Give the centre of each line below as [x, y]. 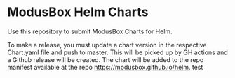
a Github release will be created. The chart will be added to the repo [106, 59]
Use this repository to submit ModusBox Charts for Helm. [90, 31]
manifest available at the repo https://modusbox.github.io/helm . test [105, 67]
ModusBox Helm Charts [78, 12]
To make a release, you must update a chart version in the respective [107, 45]
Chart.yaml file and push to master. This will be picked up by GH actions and [117, 52]
